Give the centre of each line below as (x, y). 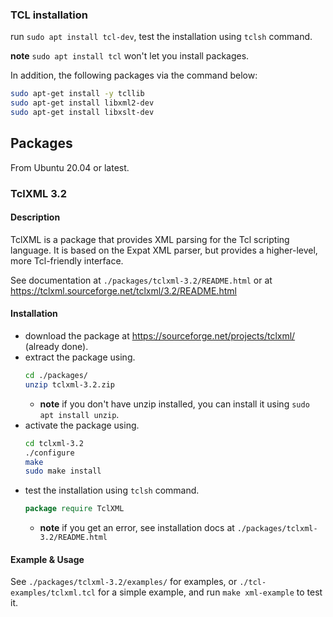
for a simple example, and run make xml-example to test (210, 592)
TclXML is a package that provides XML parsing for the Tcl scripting (150, 239)
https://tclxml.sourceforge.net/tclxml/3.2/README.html (123, 290)
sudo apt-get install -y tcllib (77, 94)
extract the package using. (80, 357)
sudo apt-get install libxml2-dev (82, 103)
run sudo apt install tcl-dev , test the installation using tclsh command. (161, 37)
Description (35, 217)
